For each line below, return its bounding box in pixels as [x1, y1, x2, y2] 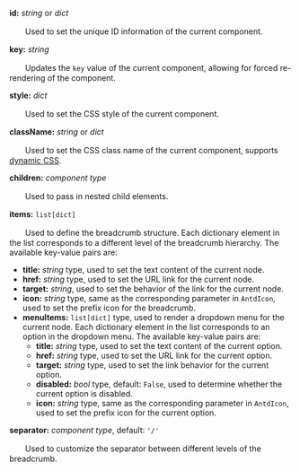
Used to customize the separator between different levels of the [24, 443, 262, 454]
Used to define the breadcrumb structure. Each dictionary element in [24, 228, 280, 238]
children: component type [9, 172, 107, 183]
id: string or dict [9, 8, 69, 18]
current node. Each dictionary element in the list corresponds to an [22, 322, 270, 332]
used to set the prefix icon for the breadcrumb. [22, 302, 196, 313]
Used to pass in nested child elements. [24, 191, 169, 201]
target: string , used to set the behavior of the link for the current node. [22, 283, 285, 294]
